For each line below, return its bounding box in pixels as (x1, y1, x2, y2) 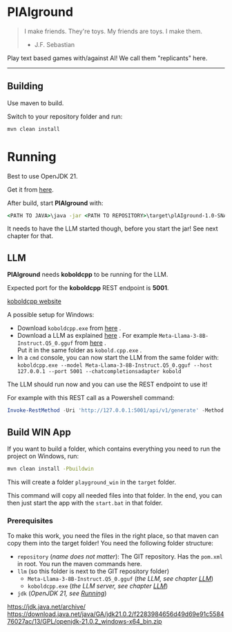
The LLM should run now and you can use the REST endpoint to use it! (7, 380, 208, 388)
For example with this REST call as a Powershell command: (7, 394, 175, 402)
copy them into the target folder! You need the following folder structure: (7, 539, 214, 548)
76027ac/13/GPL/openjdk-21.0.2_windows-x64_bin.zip (7, 617, 162, 626)
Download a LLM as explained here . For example (17, 332, 157, 340)
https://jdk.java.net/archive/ (7, 603, 86, 611)
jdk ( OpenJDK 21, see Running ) (17, 589, 107, 597)
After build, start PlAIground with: (7, 199, 104, 207)
